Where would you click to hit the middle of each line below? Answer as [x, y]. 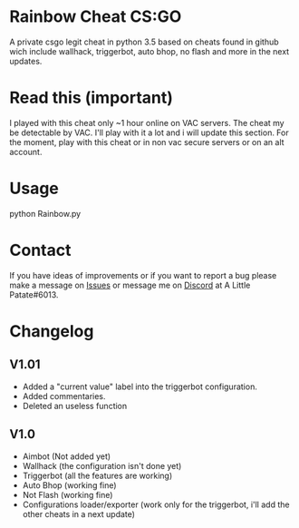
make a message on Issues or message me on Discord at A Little [130, 285]
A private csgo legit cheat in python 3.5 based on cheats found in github [144, 42]
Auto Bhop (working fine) [69, 485]
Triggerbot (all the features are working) [97, 475]
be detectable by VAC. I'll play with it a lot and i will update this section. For [149, 132]
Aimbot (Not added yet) [67, 456]
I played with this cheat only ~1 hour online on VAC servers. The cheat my [147, 122]
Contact [40, 250]
